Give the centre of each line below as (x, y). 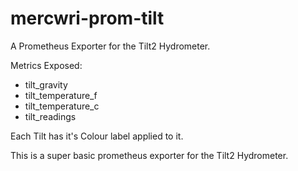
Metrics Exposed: (46, 65)
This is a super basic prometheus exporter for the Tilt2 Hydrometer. (149, 155)
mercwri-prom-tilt (87, 18)
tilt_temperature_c (62, 106)
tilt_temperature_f (61, 95)
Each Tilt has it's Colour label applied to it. (97, 136)
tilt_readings (50, 116)
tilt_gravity (46, 84)
